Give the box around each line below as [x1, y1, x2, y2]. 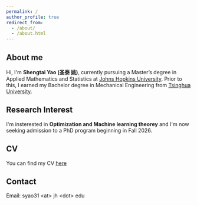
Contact [6, 176, 37, 186]
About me [6, 52, 43, 62]
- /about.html [11, 31, 46, 37]
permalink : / [6, 8, 38, 15]
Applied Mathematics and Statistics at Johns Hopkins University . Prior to [6, 75, 182, 82]
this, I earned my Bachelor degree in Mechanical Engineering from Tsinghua [6, 81, 191, 88]
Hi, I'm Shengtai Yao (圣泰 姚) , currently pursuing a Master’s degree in [6, 68, 177, 75]
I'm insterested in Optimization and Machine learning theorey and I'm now [6, 120, 190, 127]
